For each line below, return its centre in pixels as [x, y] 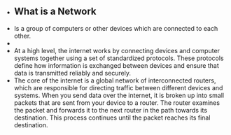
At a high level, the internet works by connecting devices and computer [117, 50]
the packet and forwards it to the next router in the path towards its [111, 110]
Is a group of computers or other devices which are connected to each [116, 28]
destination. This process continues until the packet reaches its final [112, 118]
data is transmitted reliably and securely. [72, 73]
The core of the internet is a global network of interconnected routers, [115, 80]
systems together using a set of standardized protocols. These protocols [119, 58]
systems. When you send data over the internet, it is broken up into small [119, 95]
